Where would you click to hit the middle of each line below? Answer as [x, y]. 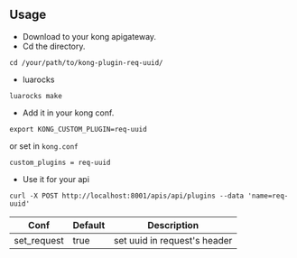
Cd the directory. [54, 46]
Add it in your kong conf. [68, 113]
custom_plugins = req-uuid [60, 162]
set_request [39, 240]
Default [89, 225]
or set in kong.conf [44, 146]
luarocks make [36, 96]
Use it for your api [56, 179]
